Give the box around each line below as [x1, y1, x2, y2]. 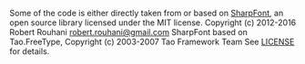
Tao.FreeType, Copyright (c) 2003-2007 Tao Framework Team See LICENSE [9, 36, 295, 47]
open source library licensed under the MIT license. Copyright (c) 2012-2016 [9, 17, 297, 28]
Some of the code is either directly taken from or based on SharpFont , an [9, 8, 284, 18]
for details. [9, 46, 50, 57]
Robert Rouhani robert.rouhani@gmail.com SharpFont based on [9, 27, 248, 37]
